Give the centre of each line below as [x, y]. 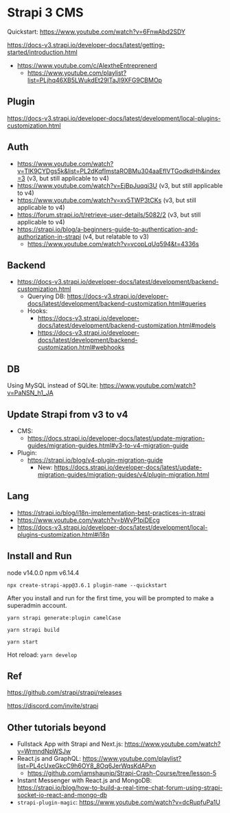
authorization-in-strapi [49, 236]
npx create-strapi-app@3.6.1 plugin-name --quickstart [87, 585]
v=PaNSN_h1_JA [30, 393]
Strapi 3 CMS [45, 13]
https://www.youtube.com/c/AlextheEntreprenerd [87, 65]
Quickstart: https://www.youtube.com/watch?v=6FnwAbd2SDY [96, 32]
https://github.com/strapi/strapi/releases [65, 693]
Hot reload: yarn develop [42, 655]
